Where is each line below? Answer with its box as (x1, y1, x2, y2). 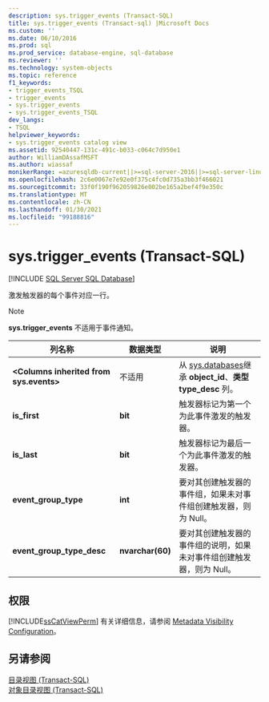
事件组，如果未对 (179, 489, 243, 500)
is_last (12, 450, 38, 461)
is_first (12, 410, 40, 422)
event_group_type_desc (12, 546, 106, 557)
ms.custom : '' (8, 26, 56, 34)
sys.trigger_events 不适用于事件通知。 (8, 323, 138, 333)
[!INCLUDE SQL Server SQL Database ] (8, 274, 135, 284)
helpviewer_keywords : (8, 131, 81, 139)
